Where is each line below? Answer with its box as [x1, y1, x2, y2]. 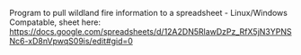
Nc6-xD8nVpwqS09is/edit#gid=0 [9, 35, 133, 46]
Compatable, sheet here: [9, 17, 102, 27]
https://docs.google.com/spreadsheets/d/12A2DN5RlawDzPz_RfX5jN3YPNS [9, 27, 292, 36]
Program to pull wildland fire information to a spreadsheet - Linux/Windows [9, 8, 288, 18]
